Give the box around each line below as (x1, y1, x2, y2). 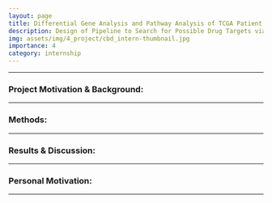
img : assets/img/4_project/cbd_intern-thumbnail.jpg (8, 34, 190, 43)
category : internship (8, 49, 82, 57)
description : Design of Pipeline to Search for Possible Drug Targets (8, 27, 252, 35)
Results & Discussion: (8, 145, 96, 156)
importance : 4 (8, 42, 57, 50)
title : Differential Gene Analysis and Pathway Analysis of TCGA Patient (8, 19, 263, 27)
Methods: (8, 114, 48, 125)
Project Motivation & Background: (8, 83, 144, 95)
